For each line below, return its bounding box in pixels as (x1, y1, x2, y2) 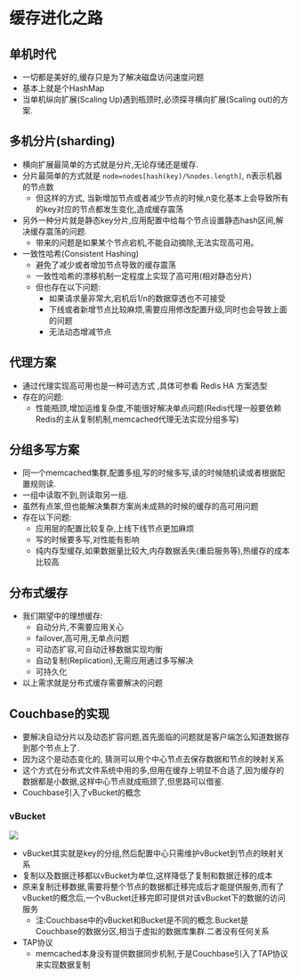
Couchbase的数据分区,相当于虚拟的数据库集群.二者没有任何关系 (35, 926, 270, 937)
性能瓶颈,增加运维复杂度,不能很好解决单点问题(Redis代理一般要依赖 (35, 402, 282, 413)
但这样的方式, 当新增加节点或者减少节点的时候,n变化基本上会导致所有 (35, 193, 289, 203)
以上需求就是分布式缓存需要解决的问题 (21, 678, 163, 688)
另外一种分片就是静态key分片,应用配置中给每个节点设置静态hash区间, (21, 215, 276, 226)
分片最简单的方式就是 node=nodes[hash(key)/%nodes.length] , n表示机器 (21, 170, 283, 181)
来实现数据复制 (35, 959, 91, 970)
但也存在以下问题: (35, 282, 101, 292)
